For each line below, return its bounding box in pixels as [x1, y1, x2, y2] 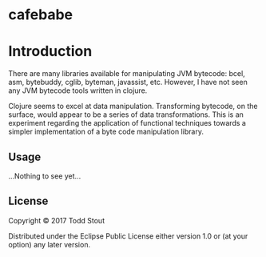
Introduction [8, 42, 93, 61]
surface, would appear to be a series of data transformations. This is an [8, 110, 244, 119]
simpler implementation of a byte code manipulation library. [8, 126, 204, 137]
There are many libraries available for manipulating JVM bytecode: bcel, [8, 69, 245, 78]
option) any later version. [8, 239, 90, 249]
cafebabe [8, 6, 73, 24]
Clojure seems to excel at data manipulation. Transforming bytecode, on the [8, 102, 258, 111]
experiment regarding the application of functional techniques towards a [8, 118, 246, 128]
